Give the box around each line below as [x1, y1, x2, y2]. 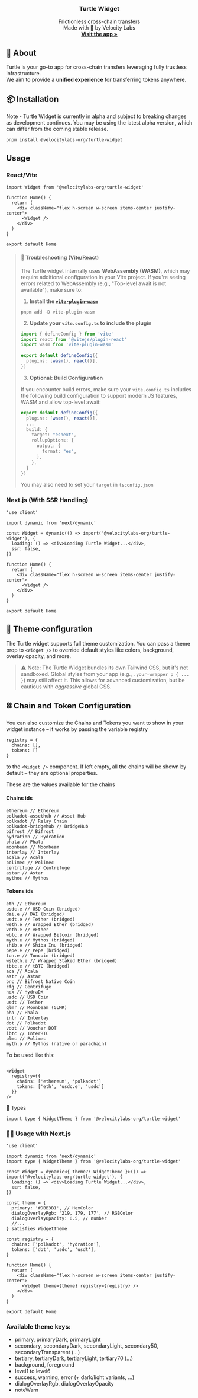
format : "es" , [42, 449, 77, 455]
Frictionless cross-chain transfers [58, 18, 141, 25]
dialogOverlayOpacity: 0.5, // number [11, 1215, 108, 1222]
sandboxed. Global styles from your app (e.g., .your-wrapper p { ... [20, 670, 190, 677]
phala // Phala [6, 839, 44, 845]
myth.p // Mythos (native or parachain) [6, 1040, 108, 1047]
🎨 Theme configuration [6, 624, 93, 634]
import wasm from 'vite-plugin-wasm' [20, 342, 114, 348]
